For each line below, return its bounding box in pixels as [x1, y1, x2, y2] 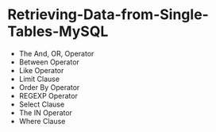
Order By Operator [18, 82, 80, 92]
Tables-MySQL [7, 22, 109, 41]
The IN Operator [18, 107, 73, 117]
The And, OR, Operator [18, 49, 94, 58]
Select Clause [18, 99, 65, 109]
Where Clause [18, 116, 66, 126]
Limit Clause [18, 74, 60, 83]
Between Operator [18, 57, 80, 67]
